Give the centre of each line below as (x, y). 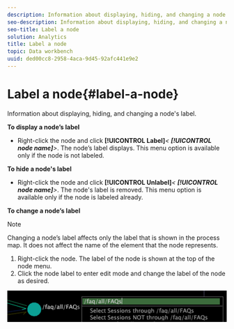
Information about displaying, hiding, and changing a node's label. (102, 113)
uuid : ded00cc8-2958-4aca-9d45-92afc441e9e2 (73, 59)
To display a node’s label (44, 127)
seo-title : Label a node (43, 29)
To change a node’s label (44, 211)
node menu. (34, 266)
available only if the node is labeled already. (80, 197)
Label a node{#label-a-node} (93, 94)
